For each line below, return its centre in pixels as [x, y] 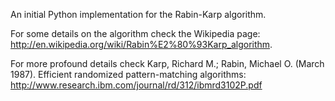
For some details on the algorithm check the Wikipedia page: [135, 33]
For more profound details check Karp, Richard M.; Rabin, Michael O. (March [167, 63]
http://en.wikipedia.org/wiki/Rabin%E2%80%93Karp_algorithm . [141, 44]
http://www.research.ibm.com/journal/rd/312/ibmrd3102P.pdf [136, 85]
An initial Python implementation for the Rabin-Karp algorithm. [138, 14]
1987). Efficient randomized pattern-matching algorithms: [128, 74]
